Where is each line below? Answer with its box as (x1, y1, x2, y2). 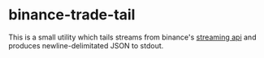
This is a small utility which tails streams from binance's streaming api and (8, 32, 257, 42)
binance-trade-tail (8, 6, 136, 24)
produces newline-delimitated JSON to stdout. (8, 40, 164, 50)
